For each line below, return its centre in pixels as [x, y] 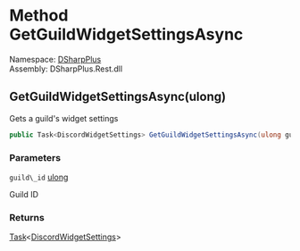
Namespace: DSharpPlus [55, 59]
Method [39, 16]
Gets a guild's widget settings [64, 118]
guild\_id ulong [39, 177]
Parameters [35, 157]
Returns [27, 217]
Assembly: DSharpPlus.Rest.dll [66, 69]
